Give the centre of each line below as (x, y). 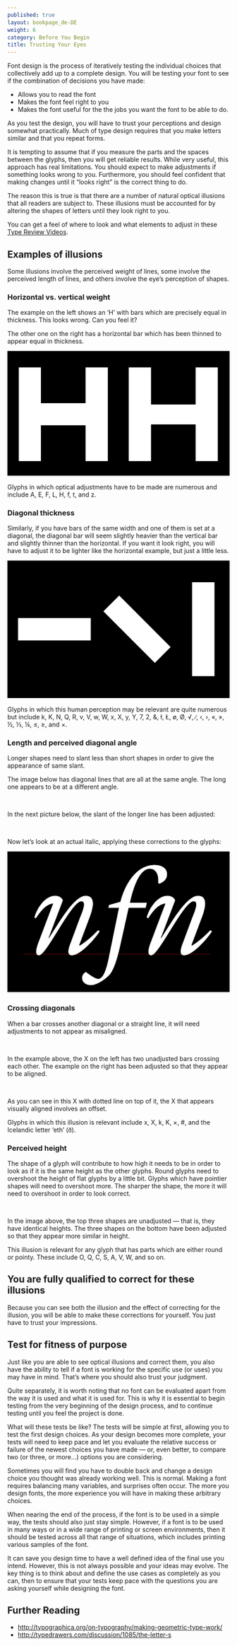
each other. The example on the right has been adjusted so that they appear (118, 1066)
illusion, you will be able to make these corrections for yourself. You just (112, 1315)
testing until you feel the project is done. (66, 1413)
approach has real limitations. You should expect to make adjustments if (112, 167)
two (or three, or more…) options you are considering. (85, 1456)
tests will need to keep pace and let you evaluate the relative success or (112, 1442)
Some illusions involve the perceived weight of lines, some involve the (109, 271)
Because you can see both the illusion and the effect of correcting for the (114, 1307)
